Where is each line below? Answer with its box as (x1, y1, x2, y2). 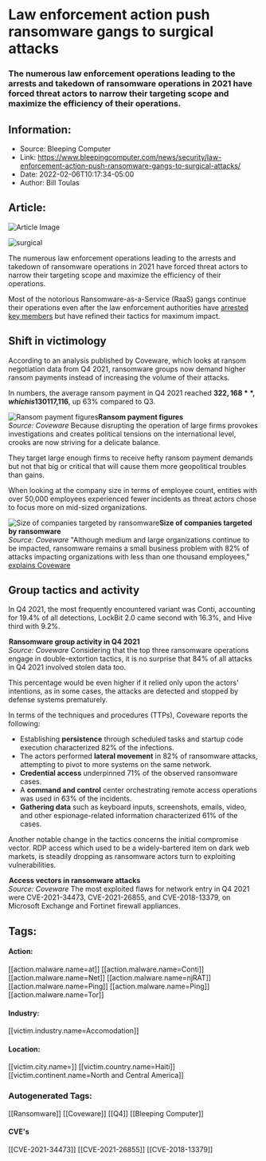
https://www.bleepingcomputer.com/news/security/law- (37, 152, 222, 161)
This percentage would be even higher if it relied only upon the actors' (8, 678, 239, 688)
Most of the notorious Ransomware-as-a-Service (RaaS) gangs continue (8, 294, 247, 304)
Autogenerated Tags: (8, 1091, 93, 1102)
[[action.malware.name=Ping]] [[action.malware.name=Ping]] (8, 981, 210, 991)
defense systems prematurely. (8, 695, 108, 705)
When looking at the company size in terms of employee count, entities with (8, 485, 257, 495)
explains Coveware (8, 560, 71, 570)
